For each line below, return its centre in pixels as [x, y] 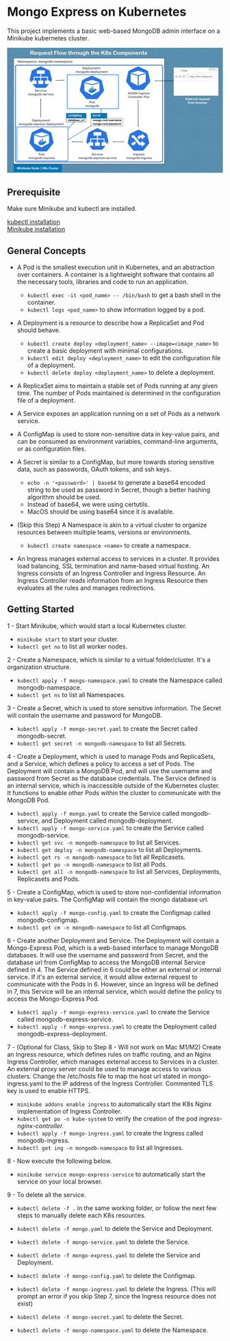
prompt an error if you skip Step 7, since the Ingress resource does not [117, 1296]
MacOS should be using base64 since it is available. [101, 512]
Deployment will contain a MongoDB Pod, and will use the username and [110, 770]
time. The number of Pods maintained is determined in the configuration [119, 393]
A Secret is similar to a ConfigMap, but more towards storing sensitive [115, 462]
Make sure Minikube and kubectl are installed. [72, 209]
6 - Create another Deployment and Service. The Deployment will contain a [113, 940]
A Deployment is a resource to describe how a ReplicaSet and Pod [111, 323]
